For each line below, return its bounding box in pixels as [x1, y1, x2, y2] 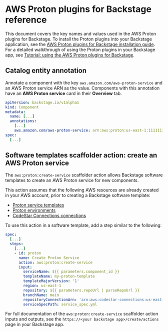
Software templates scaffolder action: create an [5, 151, 157, 159]
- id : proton [14, 250, 41, 255]
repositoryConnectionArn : [23, 297, 77, 302]
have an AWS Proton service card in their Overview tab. [5, 90, 122, 96]
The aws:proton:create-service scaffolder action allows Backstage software [5, 172, 163, 178]
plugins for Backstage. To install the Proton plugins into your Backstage [5, 36, 152, 42]
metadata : [5, 109, 26, 114]
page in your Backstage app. [5, 321, 64, 327]
